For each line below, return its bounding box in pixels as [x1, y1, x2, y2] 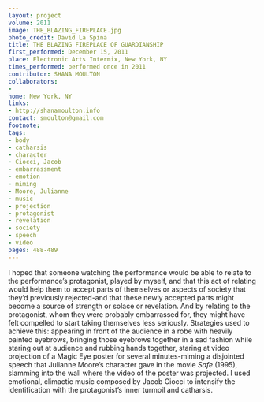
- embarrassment [8, 166, 61, 173]
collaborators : [8, 77, 58, 85]
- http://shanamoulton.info [8, 107, 101, 115]
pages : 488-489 [8, 246, 58, 254]
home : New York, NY [8, 92, 73, 100]
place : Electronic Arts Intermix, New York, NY [8, 56, 168, 64]
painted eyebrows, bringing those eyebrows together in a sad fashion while [8, 334, 253, 344]
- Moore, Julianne [8, 187, 69, 195]
